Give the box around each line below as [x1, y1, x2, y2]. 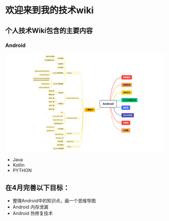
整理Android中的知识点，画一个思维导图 [12, 198, 96, 204]
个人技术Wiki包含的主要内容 [5, 26, 93, 35]
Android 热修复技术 [12, 210, 53, 216]
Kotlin [12, 162, 25, 168]
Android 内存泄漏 [12, 204, 49, 210]
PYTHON [12, 168, 32, 174]
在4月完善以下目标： [5, 183, 70, 192]
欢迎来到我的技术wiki [5, 5, 94, 16]
